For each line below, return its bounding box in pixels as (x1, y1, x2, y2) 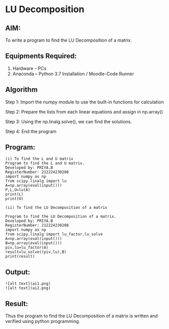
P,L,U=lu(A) (5, 188, 30, 193)
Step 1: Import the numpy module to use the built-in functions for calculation (5, 99, 164, 105)
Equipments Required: (5, 52, 77, 60)
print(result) (5, 254, 35, 259)
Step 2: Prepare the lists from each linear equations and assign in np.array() (5, 108, 163, 115)
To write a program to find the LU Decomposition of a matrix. (5, 37, 132, 43)
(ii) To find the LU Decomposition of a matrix (5, 205, 108, 210)
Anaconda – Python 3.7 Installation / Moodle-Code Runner (12, 70, 134, 77)
